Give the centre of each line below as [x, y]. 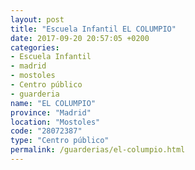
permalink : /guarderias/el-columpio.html [98, 150]
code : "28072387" [46, 131]
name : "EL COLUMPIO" [53, 103]
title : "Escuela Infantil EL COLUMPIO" [93, 29]
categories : [35, 47]
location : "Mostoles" [55, 122]
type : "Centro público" [60, 141]
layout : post [37, 19]
